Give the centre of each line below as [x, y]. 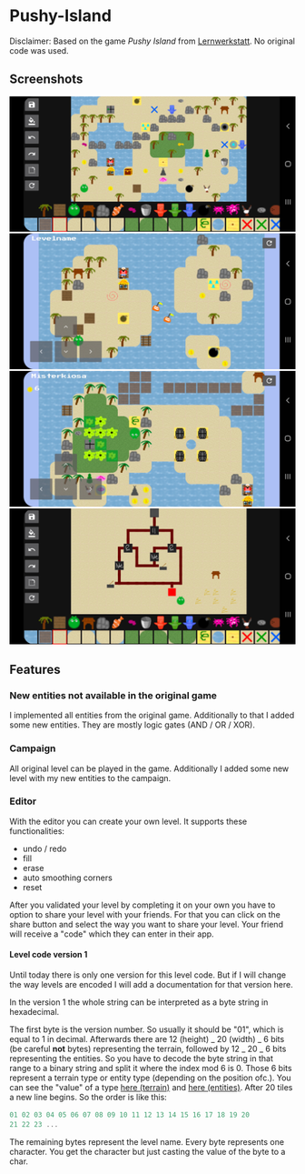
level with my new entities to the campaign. [90, 778]
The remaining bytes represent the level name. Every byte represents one [147, 1141]
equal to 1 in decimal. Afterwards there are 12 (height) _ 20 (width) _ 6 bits [147, 1039]
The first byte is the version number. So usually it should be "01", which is [147, 1029]
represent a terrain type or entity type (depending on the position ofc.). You [151, 1078]
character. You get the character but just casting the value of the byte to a [148, 1151]
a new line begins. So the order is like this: [89, 1098]
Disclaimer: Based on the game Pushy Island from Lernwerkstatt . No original [152, 41]
